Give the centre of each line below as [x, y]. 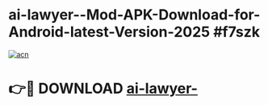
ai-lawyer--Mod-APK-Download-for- [134, 15]
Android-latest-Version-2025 [109, 32]
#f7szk [237, 32]
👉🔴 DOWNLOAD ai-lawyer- [103, 88]
